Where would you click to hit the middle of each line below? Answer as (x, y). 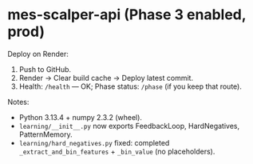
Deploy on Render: (38, 54)
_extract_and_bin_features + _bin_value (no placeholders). (117, 151)
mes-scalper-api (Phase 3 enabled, (127, 15)
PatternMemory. (45, 134)
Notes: (18, 102)
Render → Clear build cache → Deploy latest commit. (106, 78)
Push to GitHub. (45, 69)
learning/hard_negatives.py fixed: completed (94, 142)
